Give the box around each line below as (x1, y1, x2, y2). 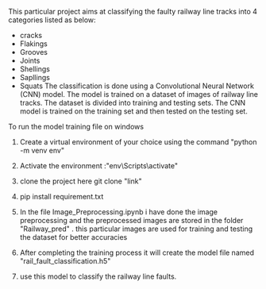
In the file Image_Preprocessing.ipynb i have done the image (19, 207, 218, 217)
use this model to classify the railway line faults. (19, 272, 177, 281)
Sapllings (19, 73, 50, 82)
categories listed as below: (8, 15, 97, 25)
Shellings (19, 64, 50, 74)
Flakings (19, 39, 48, 48)
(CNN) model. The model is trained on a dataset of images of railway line (19, 90, 259, 98)
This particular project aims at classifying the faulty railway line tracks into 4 (8, 7, 258, 16)
